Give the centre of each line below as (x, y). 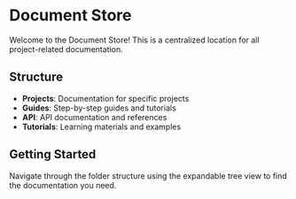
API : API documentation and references (94, 117)
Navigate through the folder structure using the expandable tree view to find (148, 176)
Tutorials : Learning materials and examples (101, 126)
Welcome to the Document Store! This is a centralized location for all (134, 40)
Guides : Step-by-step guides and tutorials (99, 108)
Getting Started (53, 154)
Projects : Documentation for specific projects (105, 98)
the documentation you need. (63, 185)
